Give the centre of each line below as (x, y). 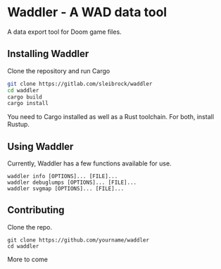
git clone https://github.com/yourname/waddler (78, 240)
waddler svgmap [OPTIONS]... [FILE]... (66, 189)
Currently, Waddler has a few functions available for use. (89, 163)
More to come (27, 259)
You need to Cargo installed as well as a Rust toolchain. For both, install (111, 117)
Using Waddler (40, 146)
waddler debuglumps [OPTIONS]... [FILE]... (72, 183)
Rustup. (19, 125)
